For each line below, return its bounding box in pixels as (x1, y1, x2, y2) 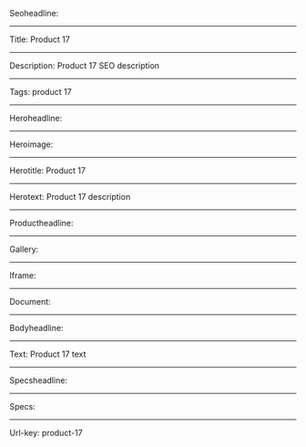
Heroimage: (9, 139, 54, 150)
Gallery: (9, 244, 39, 255)
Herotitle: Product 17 (9, 165, 87, 176)
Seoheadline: (9, 8, 59, 18)
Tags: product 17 (9, 87, 72, 97)
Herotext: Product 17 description (9, 192, 131, 202)
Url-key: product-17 (9, 428, 84, 438)
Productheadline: (9, 218, 75, 228)
